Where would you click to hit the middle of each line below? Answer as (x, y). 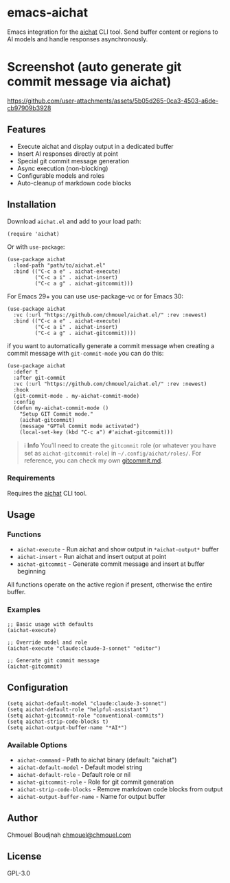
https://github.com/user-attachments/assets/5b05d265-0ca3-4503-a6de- (113, 101)
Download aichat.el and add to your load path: (74, 221)
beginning (31, 571)
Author (22, 818)
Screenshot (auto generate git (94, 67)
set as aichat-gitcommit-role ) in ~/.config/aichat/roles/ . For (113, 453)
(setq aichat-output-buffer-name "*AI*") (67, 728)
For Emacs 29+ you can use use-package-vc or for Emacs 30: (95, 296)
